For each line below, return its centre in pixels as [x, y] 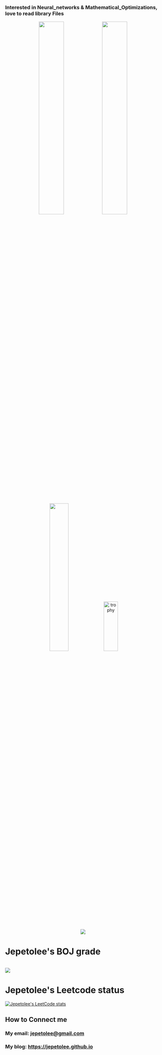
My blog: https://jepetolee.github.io [49, 1047]
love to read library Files [35, 13]
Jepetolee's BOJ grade [53, 951]
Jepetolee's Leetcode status [65, 990]
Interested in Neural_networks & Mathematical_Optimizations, [81, 7]
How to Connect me [36, 1019]
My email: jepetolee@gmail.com [45, 1033]
